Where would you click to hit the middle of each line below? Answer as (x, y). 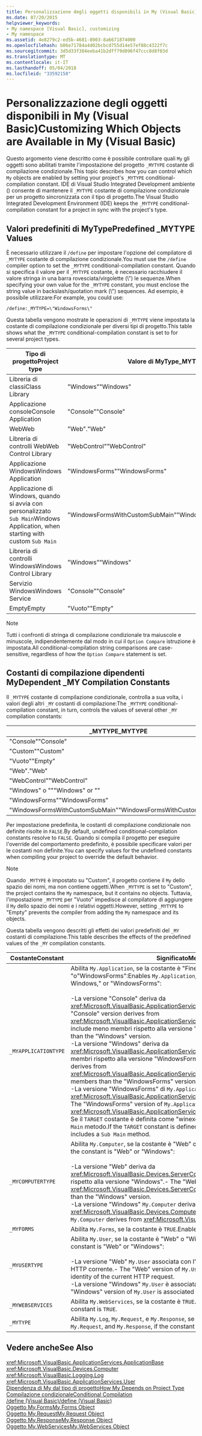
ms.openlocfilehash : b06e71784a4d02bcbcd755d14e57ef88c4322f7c (87, 46)
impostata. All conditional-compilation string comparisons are (82, 648)
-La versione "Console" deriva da (118, 998)
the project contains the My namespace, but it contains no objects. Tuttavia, (99, 893)
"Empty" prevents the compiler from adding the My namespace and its (93, 912)
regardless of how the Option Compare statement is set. (99, 654)
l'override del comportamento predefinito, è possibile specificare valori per (99, 844)
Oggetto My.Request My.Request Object (55, 1413)
